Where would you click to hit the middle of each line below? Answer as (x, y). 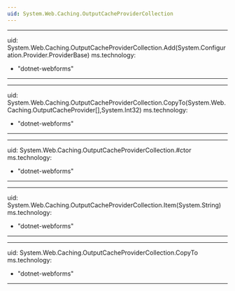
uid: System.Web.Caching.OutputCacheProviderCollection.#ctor (99, 150)
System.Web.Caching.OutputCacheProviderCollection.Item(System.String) (114, 205)
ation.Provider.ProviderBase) (49, 55)
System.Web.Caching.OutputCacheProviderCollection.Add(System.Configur (116, 47)
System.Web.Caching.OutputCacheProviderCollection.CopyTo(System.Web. (116, 103)
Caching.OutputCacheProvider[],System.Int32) (74, 110)
